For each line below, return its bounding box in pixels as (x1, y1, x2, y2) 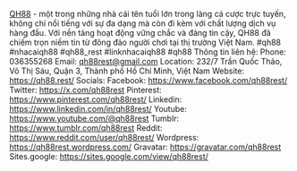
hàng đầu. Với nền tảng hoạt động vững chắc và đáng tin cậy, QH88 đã (9, 28, 271, 38)
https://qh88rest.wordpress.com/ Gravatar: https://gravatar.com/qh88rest (9, 141, 282, 152)
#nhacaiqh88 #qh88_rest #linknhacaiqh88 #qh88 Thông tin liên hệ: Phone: (9, 47, 286, 57)
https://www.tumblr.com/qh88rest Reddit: (9, 123, 163, 133)
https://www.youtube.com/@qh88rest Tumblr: (9, 113, 180, 124)
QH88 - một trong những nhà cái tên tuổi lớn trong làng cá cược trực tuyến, (9, 9, 286, 19)
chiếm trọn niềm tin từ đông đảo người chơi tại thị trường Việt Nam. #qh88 (9, 37, 282, 47)
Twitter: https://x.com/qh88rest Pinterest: (9, 85, 163, 95)
